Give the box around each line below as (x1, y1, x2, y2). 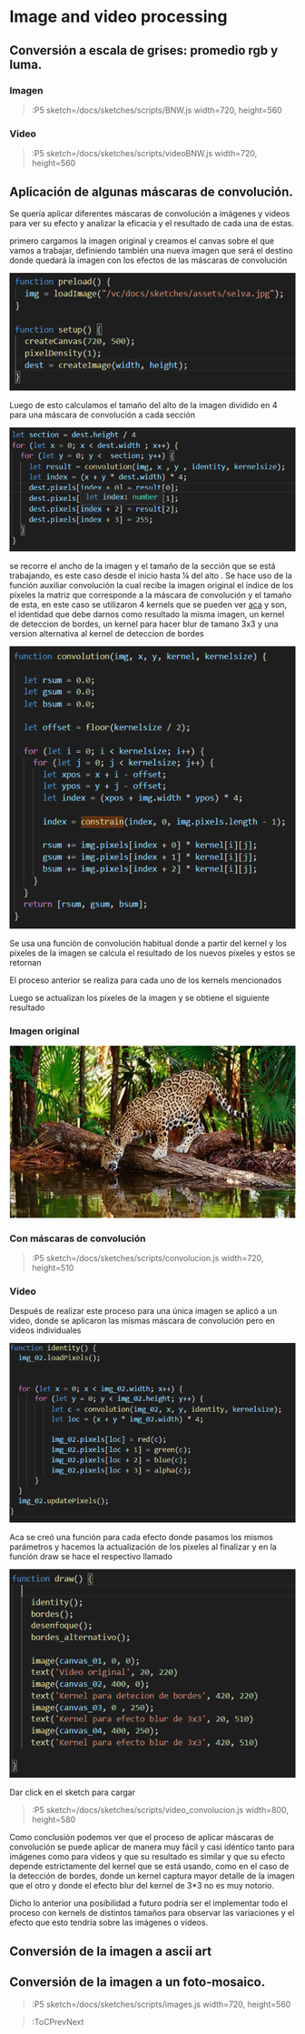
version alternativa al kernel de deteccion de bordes (9, 628, 204, 639)
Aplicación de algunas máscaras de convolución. (9, 184, 293, 199)
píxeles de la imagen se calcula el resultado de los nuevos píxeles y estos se (9, 947, 296, 958)
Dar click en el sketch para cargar (9, 1787, 136, 1798)
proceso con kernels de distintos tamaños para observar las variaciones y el (9, 1908, 295, 1919)
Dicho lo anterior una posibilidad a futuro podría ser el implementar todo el (9, 1898, 289, 1909)
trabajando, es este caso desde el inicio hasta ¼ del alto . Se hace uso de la (9, 570, 292, 581)
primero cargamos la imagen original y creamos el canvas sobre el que (9, 235, 275, 246)
